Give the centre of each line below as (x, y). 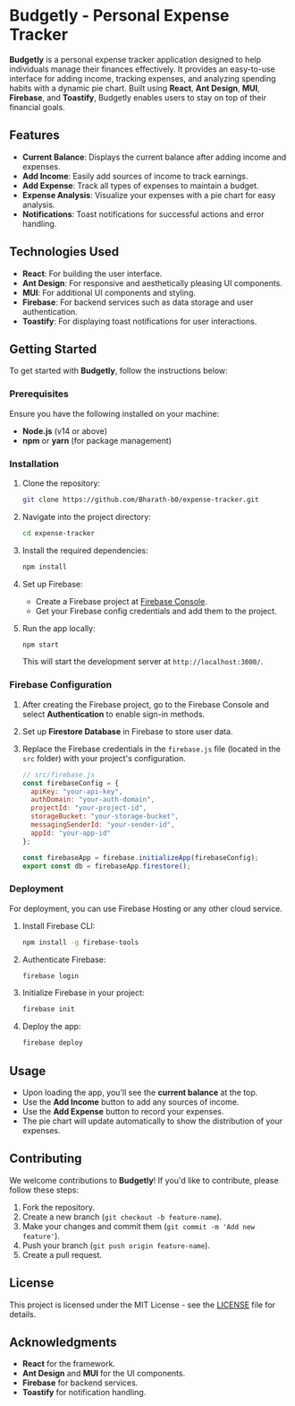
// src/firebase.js (59, 775)
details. (23, 1314)
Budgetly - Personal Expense (119, 16)
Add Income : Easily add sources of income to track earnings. (135, 176)
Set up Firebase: (52, 584)
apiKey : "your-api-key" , (77, 791)
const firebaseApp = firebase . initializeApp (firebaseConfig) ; (140, 857)
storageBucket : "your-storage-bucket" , (105, 817)
